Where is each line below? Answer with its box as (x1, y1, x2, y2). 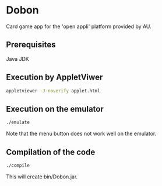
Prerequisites (6, 40, 56, 50)
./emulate (6, 119, 30, 126)
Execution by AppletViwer (6, 73, 103, 82)
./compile (6, 162, 30, 168)
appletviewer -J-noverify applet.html (6, 88, 100, 94)
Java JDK (6, 55, 29, 62)
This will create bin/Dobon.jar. (6, 173, 78, 180)
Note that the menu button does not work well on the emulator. (6, 130, 157, 137)
